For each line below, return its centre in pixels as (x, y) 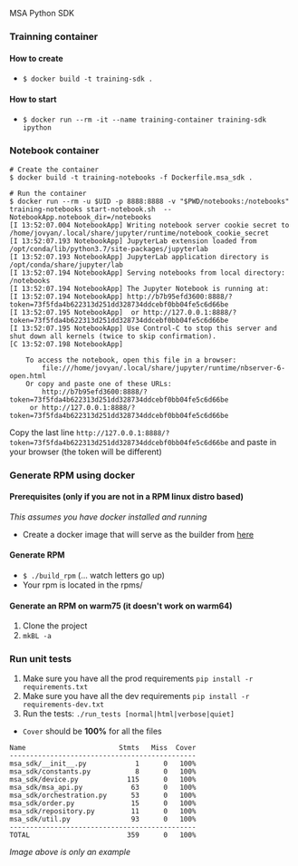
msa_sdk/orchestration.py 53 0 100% (103, 796)
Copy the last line (42, 432)
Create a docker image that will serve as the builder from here (138, 534)
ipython (37, 128)
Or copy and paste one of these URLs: (99, 384)
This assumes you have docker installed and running (108, 517)
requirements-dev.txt (63, 705)
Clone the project (55, 626)
